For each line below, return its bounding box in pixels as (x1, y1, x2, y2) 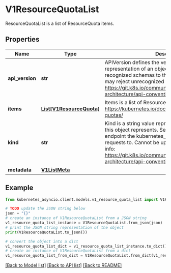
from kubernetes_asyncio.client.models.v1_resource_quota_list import (5, 197, 158, 202)
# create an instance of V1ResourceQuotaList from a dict (5, 248, 131, 254)
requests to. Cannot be (104, 139, 159, 146)
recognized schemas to (104, 71, 161, 78)
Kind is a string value (104, 119, 155, 127)
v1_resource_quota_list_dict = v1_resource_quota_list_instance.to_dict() (5, 244, 167, 249)
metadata (8, 166, 32, 173)
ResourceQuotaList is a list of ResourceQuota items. (5, 20, 115, 26)
